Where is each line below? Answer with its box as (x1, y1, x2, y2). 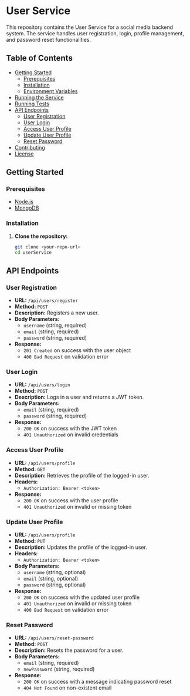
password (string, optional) (23, 581, 86, 588)
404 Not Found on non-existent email (23, 684, 112, 691)
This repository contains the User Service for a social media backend (6, 24, 174, 31)
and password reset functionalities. (6, 36, 91, 43)
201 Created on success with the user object (23, 347, 131, 354)
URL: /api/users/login (14, 381, 70, 388)
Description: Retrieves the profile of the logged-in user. (14, 472, 150, 479)
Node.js (14, 198, 34, 206)
